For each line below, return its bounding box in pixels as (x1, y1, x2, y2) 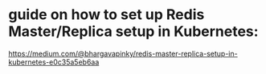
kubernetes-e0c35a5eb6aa (8, 57, 100, 67)
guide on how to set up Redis (8, 6, 205, 24)
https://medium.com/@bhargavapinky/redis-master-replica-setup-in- (8, 49, 239, 58)
